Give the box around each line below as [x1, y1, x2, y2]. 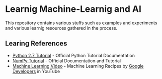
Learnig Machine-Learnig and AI [5, 3, 142, 15]
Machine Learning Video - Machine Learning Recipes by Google [12, 63, 144, 69]
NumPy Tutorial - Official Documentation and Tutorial [12, 58, 121, 64]
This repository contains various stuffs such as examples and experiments [5, 20, 158, 26]
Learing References [5, 39, 68, 48]
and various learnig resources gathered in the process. [5, 25, 118, 31]
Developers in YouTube [12, 68, 60, 74]
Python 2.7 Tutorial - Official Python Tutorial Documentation [12, 52, 135, 58]
